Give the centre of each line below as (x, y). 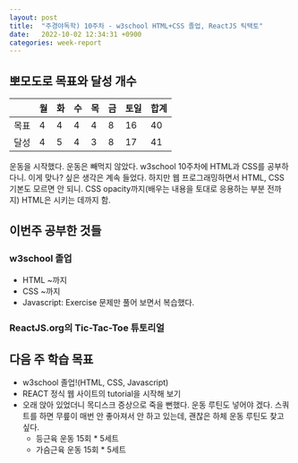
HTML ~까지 (44, 279)
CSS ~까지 (41, 291)
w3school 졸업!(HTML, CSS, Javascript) (95, 382)
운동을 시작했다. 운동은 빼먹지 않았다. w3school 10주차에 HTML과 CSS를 (137, 167)
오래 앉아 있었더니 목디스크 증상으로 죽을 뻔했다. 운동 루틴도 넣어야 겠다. (147, 405)
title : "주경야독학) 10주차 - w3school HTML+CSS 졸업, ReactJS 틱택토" (136, 26)
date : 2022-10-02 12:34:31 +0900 (76, 34)
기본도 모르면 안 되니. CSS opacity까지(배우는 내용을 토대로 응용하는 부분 (137, 189)
